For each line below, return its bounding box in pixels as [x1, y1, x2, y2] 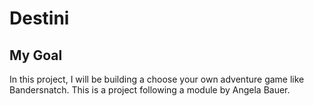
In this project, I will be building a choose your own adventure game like [9, 73, 305, 85]
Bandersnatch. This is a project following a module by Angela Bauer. [9, 84, 291, 96]
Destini [9, 7, 70, 30]
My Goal [9, 47, 63, 64]
